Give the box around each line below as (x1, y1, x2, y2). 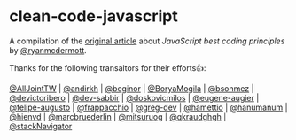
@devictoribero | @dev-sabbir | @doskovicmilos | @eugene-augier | (9, 92, 260, 103)
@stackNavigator (9, 121, 73, 131)
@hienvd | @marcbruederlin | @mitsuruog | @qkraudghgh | (9, 111, 227, 121)
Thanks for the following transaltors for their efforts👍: (9, 62, 206, 73)
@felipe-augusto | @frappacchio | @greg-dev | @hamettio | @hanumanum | (9, 102, 288, 113)
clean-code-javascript (9, 6, 179, 27)
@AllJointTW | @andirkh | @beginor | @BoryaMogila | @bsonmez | (9, 82, 254, 94)
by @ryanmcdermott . (9, 44, 87, 55)
